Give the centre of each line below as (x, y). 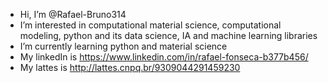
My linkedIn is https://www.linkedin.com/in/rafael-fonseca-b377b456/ (164, 57)
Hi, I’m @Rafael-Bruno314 (73, 14)
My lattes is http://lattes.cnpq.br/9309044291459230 (130, 67)
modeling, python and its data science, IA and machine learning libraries (168, 35)
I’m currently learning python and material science (123, 46)
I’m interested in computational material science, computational (150, 25)
